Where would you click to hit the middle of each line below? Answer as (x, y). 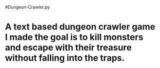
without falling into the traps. (65, 58)
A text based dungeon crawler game (80, 27)
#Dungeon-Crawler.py (28, 7)
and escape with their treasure (68, 48)
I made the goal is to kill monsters (74, 37)
